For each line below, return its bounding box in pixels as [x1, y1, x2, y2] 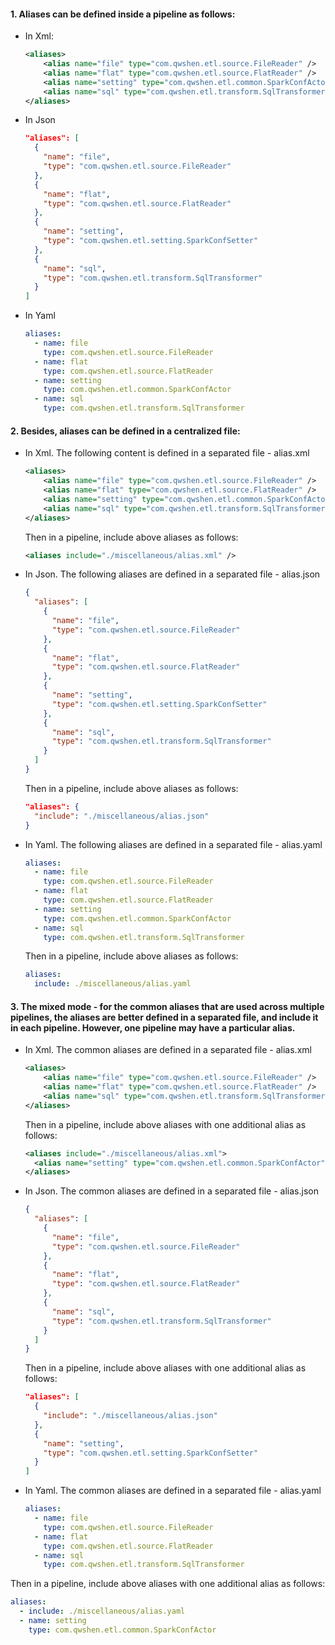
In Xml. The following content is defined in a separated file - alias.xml [24, 447, 310, 459]
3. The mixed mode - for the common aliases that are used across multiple [10, 1000, 325, 1012]
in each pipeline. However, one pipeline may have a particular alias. [10, 1021, 296, 1034]
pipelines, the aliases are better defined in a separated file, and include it [10, 1011, 319, 1023]
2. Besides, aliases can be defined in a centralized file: [10, 425, 241, 437]
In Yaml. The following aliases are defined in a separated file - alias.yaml [24, 838, 323, 850]
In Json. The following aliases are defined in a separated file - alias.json [24, 568, 321, 580]
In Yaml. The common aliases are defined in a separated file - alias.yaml [24, 1485, 322, 1497]
